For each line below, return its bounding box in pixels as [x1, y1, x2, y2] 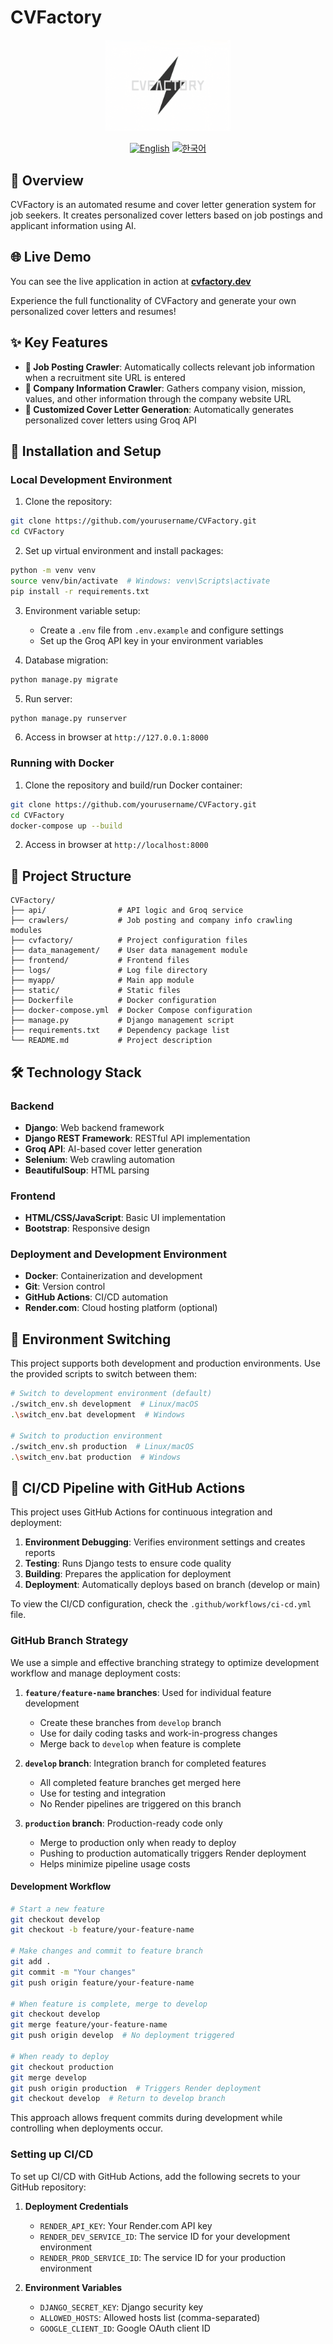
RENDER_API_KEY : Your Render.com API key [39, 2219, 213, 2231]
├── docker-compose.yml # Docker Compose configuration [10, 1006, 253, 1016]
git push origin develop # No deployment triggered [10, 2031, 235, 2041]
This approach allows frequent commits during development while [10, 2112, 283, 2124]
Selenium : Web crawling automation [24, 1153, 176, 1165]
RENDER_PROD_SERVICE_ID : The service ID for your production [39, 2251, 287, 2263]
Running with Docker [10, 756, 115, 770]
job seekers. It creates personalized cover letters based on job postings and [10, 209, 323, 221]
